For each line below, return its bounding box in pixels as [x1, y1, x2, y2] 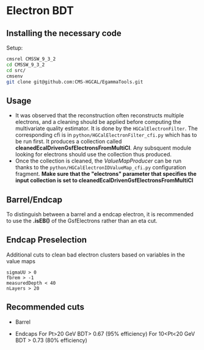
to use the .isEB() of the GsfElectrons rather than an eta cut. [6, 217, 158, 224]
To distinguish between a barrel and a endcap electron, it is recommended [6, 211, 194, 217]
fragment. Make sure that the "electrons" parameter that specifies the [15, 170, 197, 178]
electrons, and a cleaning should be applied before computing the [15, 118, 181, 126]
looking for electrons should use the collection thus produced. [15, 151, 172, 158]
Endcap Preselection [6, 235, 87, 245]
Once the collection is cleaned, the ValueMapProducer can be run [15, 157, 182, 165]
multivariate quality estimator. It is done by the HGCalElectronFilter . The [15, 125, 198, 132]
